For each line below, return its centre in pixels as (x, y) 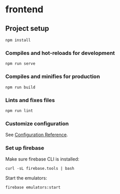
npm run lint (19, 111)
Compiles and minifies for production (53, 76)
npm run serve (21, 64)
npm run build (21, 87)
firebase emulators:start (33, 188)
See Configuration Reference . (37, 135)
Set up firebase (25, 148)
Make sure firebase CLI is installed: (42, 159)
